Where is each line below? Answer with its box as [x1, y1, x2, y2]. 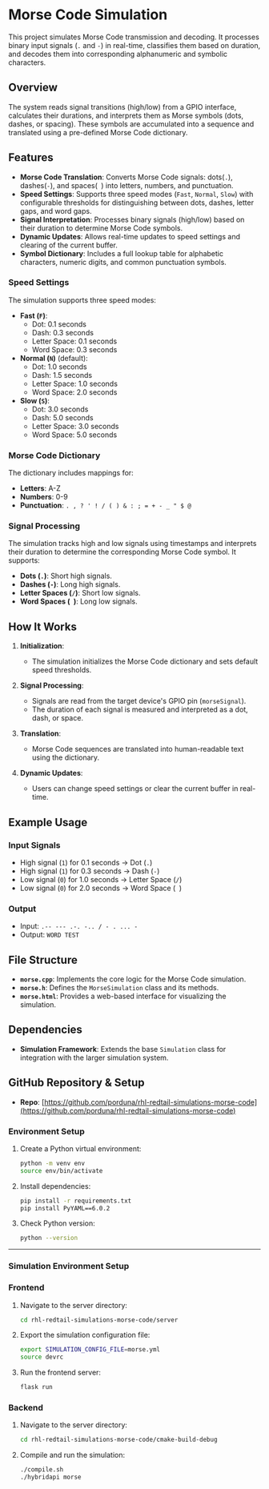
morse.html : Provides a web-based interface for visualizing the [19, 991, 227, 1001]
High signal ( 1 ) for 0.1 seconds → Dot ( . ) [19, 857, 153, 867]
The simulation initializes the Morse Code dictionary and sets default [31, 656, 259, 666]
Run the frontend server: [19, 1367, 102, 1378]
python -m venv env [19, 1159, 86, 1167]
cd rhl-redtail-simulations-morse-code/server [19, 1315, 179, 1324]
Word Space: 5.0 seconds [31, 430, 118, 439]
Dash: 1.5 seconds [31, 370, 93, 379]
